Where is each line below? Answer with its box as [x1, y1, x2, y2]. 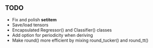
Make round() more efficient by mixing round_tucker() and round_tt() [12, 37, 149, 43]
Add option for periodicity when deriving [12, 32, 93, 38]
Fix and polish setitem [12, 16, 57, 22]
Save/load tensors [12, 22, 48, 28]
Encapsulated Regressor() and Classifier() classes [12, 27, 112, 33]
